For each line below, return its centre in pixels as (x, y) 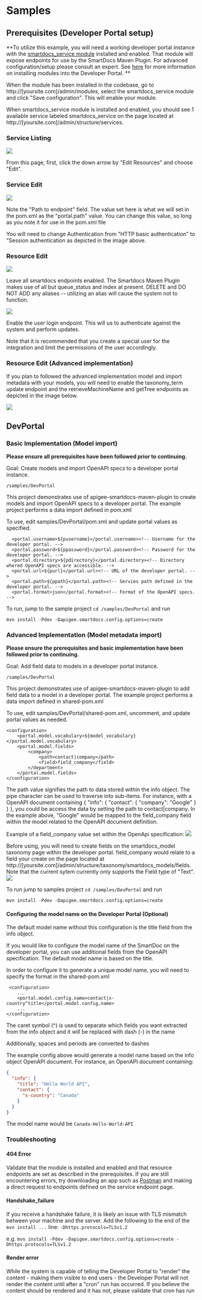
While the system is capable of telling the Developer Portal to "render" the (98, 1271)
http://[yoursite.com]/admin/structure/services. (65, 122)
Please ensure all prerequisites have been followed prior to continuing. (97, 456)
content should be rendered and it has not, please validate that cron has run (100, 1290)
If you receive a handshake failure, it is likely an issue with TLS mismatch (96, 1214)
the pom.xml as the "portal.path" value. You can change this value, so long (99, 216)
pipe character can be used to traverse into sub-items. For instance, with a (99, 796)
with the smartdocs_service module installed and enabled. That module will (100, 54)
